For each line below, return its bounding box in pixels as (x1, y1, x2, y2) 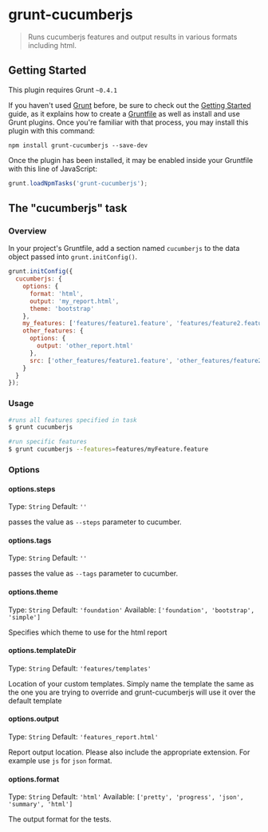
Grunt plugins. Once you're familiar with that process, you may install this (8, 117, 249, 127)
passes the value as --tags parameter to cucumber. (8, 569, 179, 579)
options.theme (8, 587, 58, 597)
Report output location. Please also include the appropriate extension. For (8, 747, 250, 757)
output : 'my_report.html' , (29, 297, 120, 305)
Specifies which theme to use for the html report (8, 627, 167, 637)
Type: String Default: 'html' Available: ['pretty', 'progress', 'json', (8, 792, 244, 802)
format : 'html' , (29, 289, 84, 297)
